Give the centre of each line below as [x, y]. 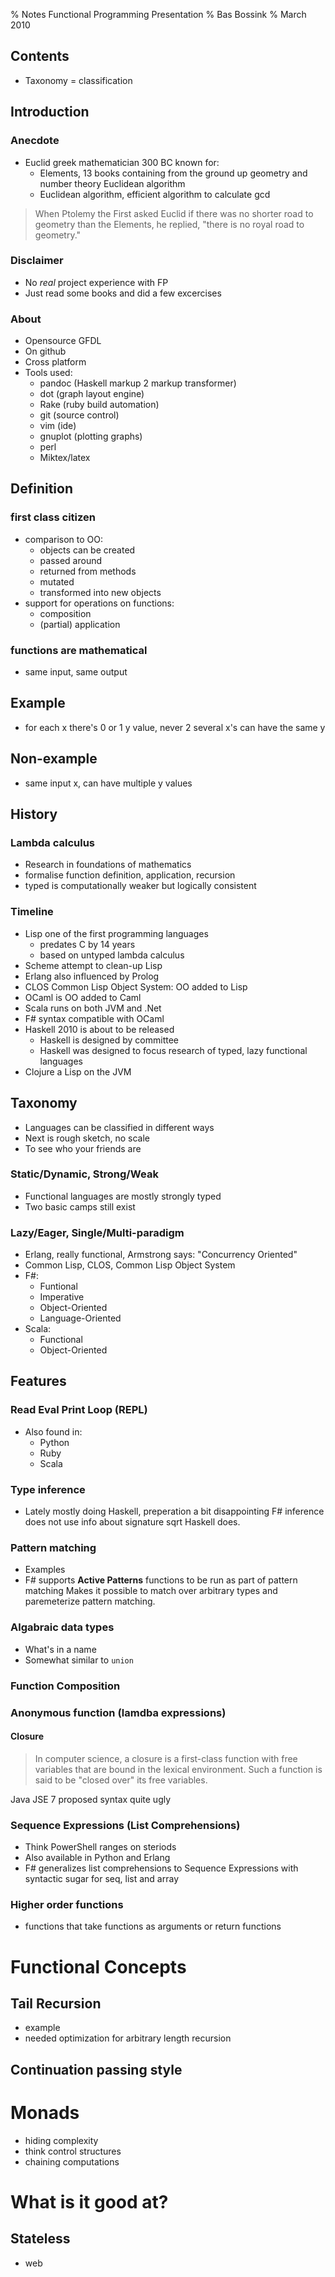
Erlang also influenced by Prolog [92, 976]
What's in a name [60, 1649]
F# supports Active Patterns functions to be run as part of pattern [161, 1580]
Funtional [58, 1286]
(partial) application [80, 624]
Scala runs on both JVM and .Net [93, 1008]
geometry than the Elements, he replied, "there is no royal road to [169, 224]
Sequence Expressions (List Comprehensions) [125, 1825]
